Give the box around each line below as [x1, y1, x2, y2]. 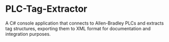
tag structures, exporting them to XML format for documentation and [5, 25, 151, 31]
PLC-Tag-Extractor [5, 3, 87, 15]
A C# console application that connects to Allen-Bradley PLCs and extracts [5, 20, 164, 26]
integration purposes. [5, 31, 51, 37]
